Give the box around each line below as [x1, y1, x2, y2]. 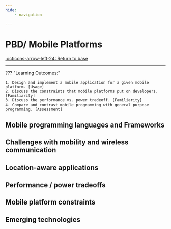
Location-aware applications [5, 163, 99, 172]
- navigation [14, 12, 42, 17]
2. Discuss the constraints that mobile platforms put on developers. [5, 89, 158, 94]
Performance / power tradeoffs [5, 181, 106, 189]
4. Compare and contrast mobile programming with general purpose [5, 103, 149, 108]
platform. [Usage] [5, 85, 44, 90]
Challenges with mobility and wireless [5, 138, 129, 147]
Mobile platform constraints [5, 198, 96, 207]
